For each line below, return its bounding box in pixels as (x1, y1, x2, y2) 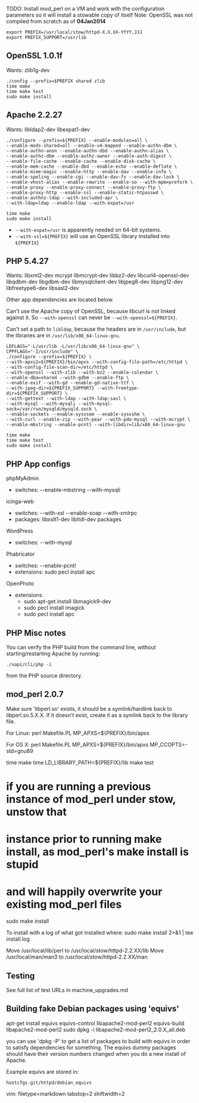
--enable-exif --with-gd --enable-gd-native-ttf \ (6, 380, 135, 386)
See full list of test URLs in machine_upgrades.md (6, 987, 128, 993)
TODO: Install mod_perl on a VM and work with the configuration (6, 5, 165, 12)
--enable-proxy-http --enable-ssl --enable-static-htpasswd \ (6, 189, 164, 196)
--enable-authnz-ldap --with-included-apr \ (6, 195, 119, 201)
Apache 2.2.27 (6, 110, 63, 120)
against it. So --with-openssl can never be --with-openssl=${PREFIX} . (6, 314, 178, 321)
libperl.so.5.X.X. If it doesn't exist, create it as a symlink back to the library (6, 711, 188, 719)
